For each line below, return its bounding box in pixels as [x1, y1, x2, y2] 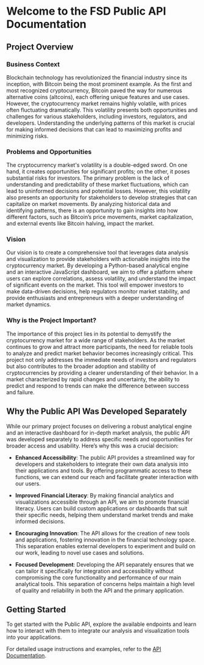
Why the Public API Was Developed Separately [6, 406, 188, 417]
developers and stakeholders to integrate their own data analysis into [15, 460, 189, 468]
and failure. [6, 388, 35, 395]
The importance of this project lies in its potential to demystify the [6, 330, 172, 337]
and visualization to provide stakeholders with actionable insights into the [6, 255, 191, 263]
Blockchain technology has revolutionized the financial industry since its [6, 73, 188, 81]
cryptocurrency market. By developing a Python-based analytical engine [6, 262, 189, 270]
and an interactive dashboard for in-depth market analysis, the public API [6, 429, 190, 436]
